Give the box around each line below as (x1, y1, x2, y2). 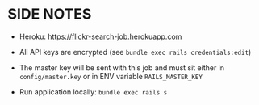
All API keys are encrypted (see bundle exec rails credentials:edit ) (19, 47, 252, 57)
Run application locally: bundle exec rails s (19, 86, 168, 97)
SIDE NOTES (7, 5, 92, 23)
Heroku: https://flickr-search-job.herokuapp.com (19, 31, 182, 41)
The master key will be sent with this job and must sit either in (19, 62, 225, 73)
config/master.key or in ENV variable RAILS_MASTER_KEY (19, 71, 203, 81)
